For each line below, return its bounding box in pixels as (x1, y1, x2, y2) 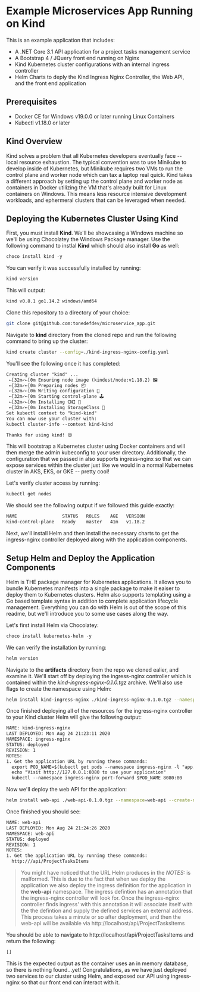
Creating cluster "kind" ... (6, 371, 79, 378)
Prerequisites (6, 97, 57, 107)
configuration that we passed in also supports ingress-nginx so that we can (6, 456, 192, 463)
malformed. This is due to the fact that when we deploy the (20, 875, 166, 882)
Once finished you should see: (6, 808, 81, 815)
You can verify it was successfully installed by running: (6, 264, 141, 272)
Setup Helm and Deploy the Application (6, 553, 155, 563)
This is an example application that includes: (6, 36, 115, 43)
